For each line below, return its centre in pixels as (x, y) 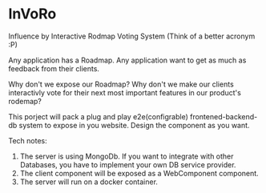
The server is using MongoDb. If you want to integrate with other (127, 156)
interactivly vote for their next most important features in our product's (125, 92)
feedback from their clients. (54, 68)
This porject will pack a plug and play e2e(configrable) (98, 116)
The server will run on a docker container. (89, 182)
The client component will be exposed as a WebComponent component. (139, 173)
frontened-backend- (224, 116)
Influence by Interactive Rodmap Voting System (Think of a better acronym (132, 36)
